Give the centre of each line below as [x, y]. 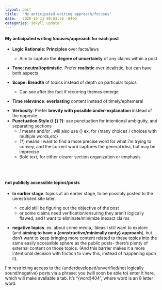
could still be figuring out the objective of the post [69, 208]
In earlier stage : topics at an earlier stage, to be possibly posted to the [83, 193]
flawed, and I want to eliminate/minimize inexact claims [74, 218]
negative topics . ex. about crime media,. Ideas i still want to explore [80, 228]
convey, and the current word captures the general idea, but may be [87, 147]
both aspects [25, 73]
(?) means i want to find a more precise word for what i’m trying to [85, 141]
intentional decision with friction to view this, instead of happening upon [84, 253]
